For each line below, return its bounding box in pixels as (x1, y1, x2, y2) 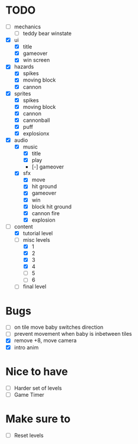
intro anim (14, 343, 39, 351)
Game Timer (14, 391, 45, 398)
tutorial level (22, 229, 53, 236)
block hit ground (31, 203, 72, 210)
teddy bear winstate (22, 30, 72, 37)
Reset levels (14, 432, 44, 439)
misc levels (22, 236, 51, 243)
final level (22, 283, 47, 290)
